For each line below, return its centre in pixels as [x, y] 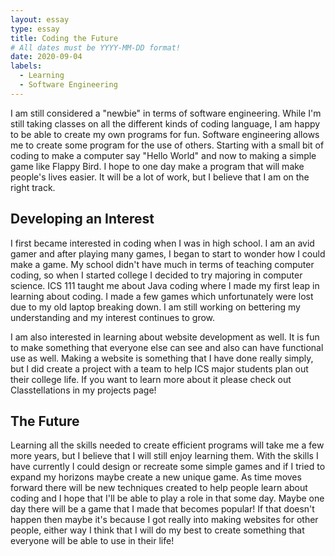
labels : [26, 66]
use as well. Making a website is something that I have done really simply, [162, 358]
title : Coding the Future [64, 38]
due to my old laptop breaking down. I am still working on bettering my [155, 307]
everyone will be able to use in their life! [92, 541]
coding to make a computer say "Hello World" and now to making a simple [163, 155]
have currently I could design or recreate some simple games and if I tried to [168, 467]
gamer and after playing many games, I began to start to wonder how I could [168, 253]
